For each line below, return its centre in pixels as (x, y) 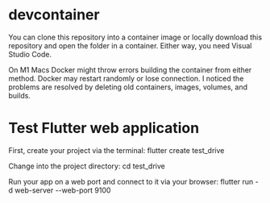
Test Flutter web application (104, 128)
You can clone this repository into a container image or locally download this (135, 37)
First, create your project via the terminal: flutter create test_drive (116, 150)
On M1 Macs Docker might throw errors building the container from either (130, 69)
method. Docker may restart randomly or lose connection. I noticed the (126, 78)
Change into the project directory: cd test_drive (87, 166)
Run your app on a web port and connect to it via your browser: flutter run (131, 181)
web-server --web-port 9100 (63, 190)
